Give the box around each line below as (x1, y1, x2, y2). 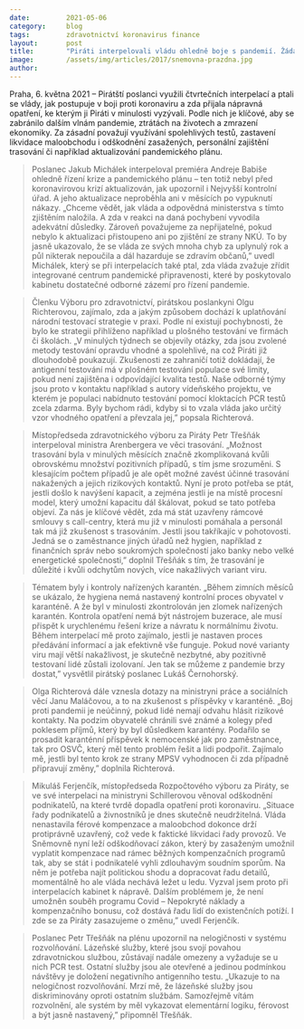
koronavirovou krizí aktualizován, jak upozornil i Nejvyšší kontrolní (31, 183, 278, 194)
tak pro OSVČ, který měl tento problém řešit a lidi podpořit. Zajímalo (31, 743, 284, 754)
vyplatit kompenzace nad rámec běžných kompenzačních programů (31, 847, 286, 858)
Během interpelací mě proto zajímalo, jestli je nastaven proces (31, 630, 263, 641)
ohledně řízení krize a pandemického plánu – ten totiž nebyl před (31, 173, 273, 184)
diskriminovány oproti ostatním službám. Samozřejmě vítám (31, 990, 254, 1001)
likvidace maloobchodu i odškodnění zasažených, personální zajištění (9, 137, 270, 148)
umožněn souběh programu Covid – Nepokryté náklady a (31, 895, 246, 906)
